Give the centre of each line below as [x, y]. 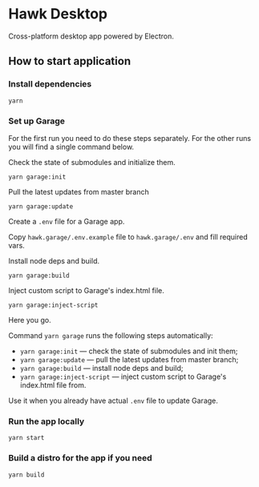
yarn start [26, 438]
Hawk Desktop [58, 14]
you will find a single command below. [71, 147]
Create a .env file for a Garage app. [67, 221]
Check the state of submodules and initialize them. [92, 162]
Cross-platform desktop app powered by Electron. [91, 36]
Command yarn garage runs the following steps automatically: [111, 335]
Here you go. [30, 320]
